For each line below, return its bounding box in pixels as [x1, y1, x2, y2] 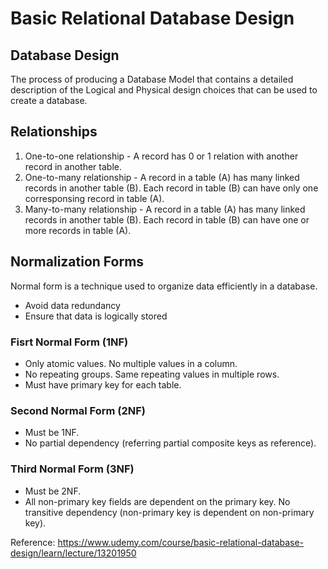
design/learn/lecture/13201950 [10, 547, 137, 559]
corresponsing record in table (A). [24, 192, 165, 204]
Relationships [10, 123, 98, 141]
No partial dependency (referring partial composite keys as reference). [24, 437, 317, 449]
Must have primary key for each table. [24, 378, 182, 391]
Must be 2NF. [24, 485, 82, 497]
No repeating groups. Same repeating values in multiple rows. [24, 368, 280, 380]
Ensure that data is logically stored [24, 310, 168, 322]
